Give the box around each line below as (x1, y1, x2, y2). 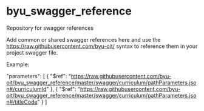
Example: (6, 61, 30, 68)
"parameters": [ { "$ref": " (6, 72, 72, 79)
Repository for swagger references (6, 24, 94, 32)
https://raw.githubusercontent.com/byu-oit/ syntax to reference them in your (6, 42, 198, 50)
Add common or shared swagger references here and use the (6, 36, 161, 43)
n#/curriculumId (6, 85, 47, 92)
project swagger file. (6, 49, 58, 56)
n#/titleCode (6, 98, 38, 106)
